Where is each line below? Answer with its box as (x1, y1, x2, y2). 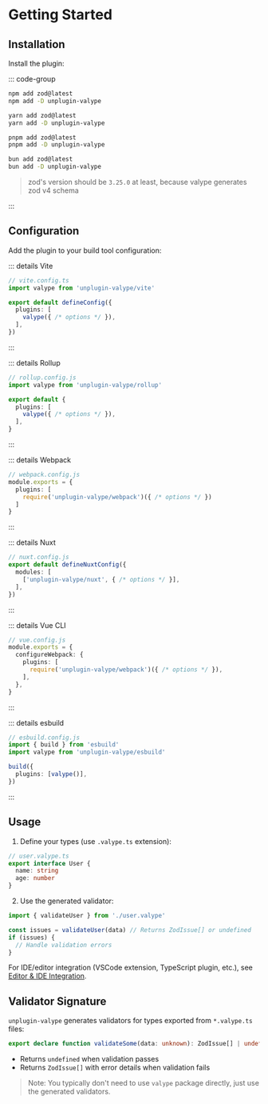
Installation (8, 38, 65, 51)
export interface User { (8, 859, 91, 867)
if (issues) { (8, 934, 56, 942)
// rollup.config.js (8, 374, 77, 382)
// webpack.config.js (8, 470, 81, 479)
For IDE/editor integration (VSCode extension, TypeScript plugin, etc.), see (8, 962, 253, 973)
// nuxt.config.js (8, 554, 69, 562)
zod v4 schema (27, 186, 80, 195)
